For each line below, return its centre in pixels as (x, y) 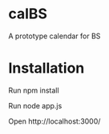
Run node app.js (35, 105)
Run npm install (34, 90)
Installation (46, 68)
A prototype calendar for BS (54, 36)
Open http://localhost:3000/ (54, 121)
